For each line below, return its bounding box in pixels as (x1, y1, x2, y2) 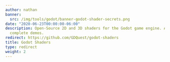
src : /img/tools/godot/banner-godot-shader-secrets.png (10, 16, 130, 21)
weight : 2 (5, 49, 26, 54)
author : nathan (5, 7, 37, 12)
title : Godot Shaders (5, 40, 51, 45)
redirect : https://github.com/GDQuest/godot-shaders (5, 35, 119, 40)
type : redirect (5, 44, 37, 49)
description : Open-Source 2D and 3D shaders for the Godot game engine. (5, 26, 162, 31)
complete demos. (10, 30, 44, 35)
